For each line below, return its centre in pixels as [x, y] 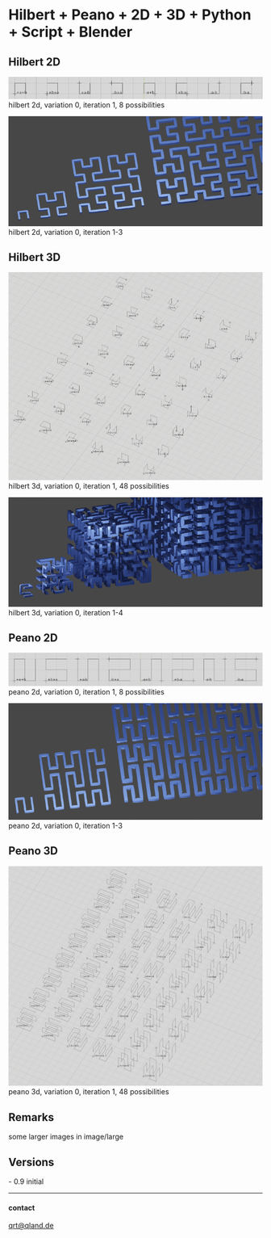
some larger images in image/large [66, 1137]
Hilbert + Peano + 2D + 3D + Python [130, 15]
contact [22, 1207]
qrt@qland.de [31, 1226]
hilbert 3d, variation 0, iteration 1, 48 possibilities [89, 485]
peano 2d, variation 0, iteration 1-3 [66, 826]
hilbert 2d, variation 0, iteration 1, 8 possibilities [87, 105]
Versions [31, 1162]
